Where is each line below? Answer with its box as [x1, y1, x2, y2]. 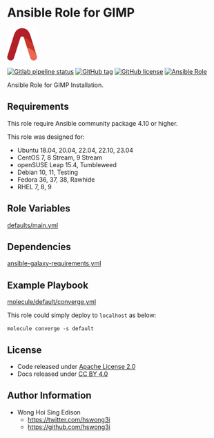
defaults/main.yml [7, 221, 59, 229]
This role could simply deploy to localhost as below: [7, 311, 157, 319]
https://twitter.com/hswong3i [27, 415, 110, 423]
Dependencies [7, 240, 71, 253]
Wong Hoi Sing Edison [17, 408, 81, 416]
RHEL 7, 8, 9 [17, 182, 52, 191]
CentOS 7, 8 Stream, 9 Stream [17, 153, 103, 162]
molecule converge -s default [7, 325, 95, 332]
